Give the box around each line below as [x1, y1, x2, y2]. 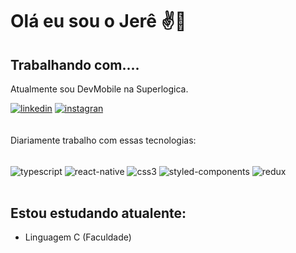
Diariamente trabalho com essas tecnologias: [10, 134, 197, 146]
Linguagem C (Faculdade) [24, 231, 132, 243]
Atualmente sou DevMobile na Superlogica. [10, 83, 189, 95]
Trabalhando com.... [10, 56, 140, 73]
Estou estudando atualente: [10, 205, 187, 222]
